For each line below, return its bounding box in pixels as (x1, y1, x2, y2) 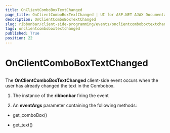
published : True (5, 31, 39, 36)
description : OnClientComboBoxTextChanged (5, 17, 96, 22)
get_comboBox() (12, 112, 48, 118)
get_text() (12, 122, 33, 128)
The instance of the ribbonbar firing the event (12, 93, 109, 99)
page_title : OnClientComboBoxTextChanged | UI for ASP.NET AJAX (5, 12, 144, 17)
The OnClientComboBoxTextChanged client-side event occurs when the (5, 77, 158, 83)
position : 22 (5, 36, 33, 41)
